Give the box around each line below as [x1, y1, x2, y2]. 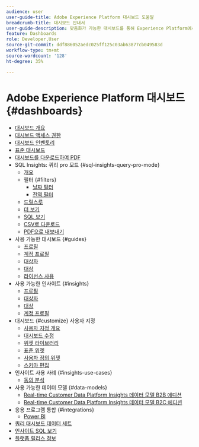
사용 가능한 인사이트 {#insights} [14, 280, 89, 287]
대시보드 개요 [14, 124, 46, 131]
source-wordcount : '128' [6, 53, 68, 59]
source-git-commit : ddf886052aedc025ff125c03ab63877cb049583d [6, 42, 163, 48]
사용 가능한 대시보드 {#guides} [14, 236, 87, 243]
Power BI [23, 413, 46, 420]
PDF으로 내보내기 [23, 228, 65, 235]
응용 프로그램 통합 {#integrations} [14, 406, 95, 413]
